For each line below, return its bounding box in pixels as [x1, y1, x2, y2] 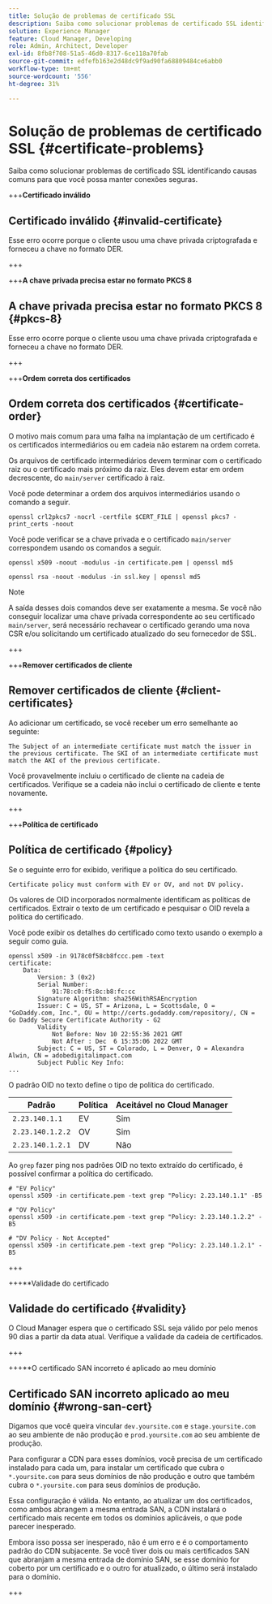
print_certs [8, 520, 49, 528]
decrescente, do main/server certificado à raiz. [8, 473, 166, 482]
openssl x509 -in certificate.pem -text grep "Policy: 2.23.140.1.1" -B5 [8, 1191, 263, 1200]
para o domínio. [8, 1572, 61, 1582]
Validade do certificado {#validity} [8, 1301, 187, 1316]
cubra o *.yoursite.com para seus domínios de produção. [8, 1480, 201, 1490]
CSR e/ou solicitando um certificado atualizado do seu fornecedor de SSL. [8, 629, 257, 638]
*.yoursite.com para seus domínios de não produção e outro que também [8, 1472, 255, 1481]
